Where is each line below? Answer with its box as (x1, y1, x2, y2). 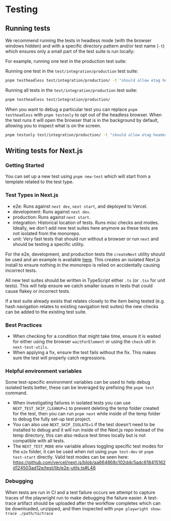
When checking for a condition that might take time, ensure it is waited (12, 333, 161, 339)
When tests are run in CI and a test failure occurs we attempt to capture (5, 489, 155, 495)
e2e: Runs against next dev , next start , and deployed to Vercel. (12, 203, 148, 209)
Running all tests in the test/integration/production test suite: (5, 87, 137, 93)
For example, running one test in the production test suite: (5, 58, 127, 64)
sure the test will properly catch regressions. (12, 355, 107, 361)
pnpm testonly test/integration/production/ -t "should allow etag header (5, 132, 167, 137)
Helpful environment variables (5, 367, 82, 375)
